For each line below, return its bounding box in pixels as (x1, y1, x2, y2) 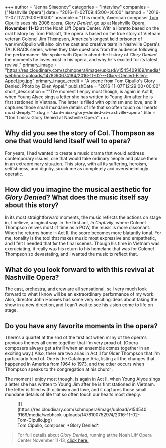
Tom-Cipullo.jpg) (17, 417, 52, 423)
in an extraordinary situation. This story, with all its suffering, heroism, (5, 161, 148, 167)
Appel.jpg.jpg (5, 78, 33, 84)
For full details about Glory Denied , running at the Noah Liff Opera (17, 432, 152, 438)
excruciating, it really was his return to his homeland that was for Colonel (5, 245, 154, 252)
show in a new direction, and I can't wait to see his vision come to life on (5, 302, 153, 308)
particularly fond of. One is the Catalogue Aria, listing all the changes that (5, 356, 155, 362)
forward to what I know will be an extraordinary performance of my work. (5, 291, 155, 297)
